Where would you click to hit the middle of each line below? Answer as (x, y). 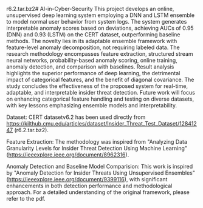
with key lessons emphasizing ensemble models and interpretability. (92, 105)
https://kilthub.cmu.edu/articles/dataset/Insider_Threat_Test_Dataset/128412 (102, 123)
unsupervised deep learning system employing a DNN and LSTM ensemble (101, 15)
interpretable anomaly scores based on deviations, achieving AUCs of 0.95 (100, 28)
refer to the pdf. (26, 199)
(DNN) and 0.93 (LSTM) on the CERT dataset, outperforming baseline (93, 35)
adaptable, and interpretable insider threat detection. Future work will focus (101, 92)
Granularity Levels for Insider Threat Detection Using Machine (84, 148)
